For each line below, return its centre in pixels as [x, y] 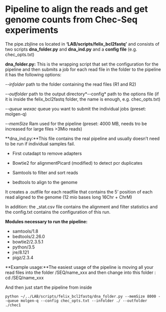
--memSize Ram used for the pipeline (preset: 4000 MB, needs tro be [76, 124]
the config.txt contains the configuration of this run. [58, 212]
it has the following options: [33, 74]
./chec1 [13, 305]
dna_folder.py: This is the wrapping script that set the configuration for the [82, 64]
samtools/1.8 [25, 231]
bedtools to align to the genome [45, 182]
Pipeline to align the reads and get [77, 9]
